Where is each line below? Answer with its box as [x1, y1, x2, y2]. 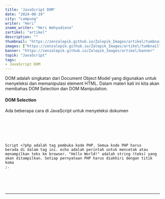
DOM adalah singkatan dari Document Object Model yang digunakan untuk [5, 75, 157, 81]
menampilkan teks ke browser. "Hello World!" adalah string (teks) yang [5, 151, 157, 157]
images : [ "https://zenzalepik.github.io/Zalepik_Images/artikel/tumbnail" [5, 44, 162, 49]
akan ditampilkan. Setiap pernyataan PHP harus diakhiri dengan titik [5, 156, 153, 161]
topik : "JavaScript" [5, 52, 48, 58]
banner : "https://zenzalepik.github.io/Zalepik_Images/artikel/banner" [5, 48, 155, 53]
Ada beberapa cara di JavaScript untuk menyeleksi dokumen [5, 108, 129, 114]
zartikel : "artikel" [5, 30, 48, 35]
